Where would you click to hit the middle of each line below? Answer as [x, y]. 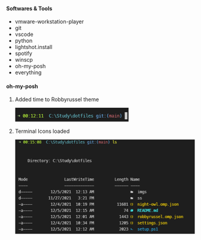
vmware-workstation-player [49, 22]
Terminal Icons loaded [42, 131]
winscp [24, 60]
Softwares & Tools [29, 8]
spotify [24, 53]
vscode [24, 34]
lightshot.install [33, 47]
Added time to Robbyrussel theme [57, 99]
